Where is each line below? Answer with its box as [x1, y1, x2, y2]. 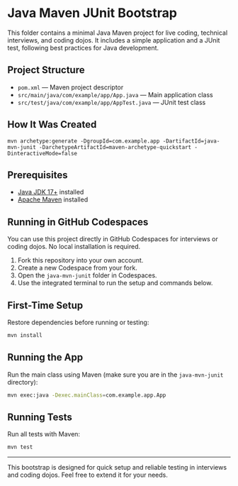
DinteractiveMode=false [7, 150, 78, 157]
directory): [7, 377, 38, 386]
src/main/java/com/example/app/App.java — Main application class [17, 90, 214, 99]
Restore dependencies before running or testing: [7, 318, 149, 326]
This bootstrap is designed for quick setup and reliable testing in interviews [7, 463, 227, 472]
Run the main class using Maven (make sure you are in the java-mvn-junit [7, 370, 224, 379]
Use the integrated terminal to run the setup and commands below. [17, 279, 213, 287]
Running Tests [7, 411, 72, 423]
